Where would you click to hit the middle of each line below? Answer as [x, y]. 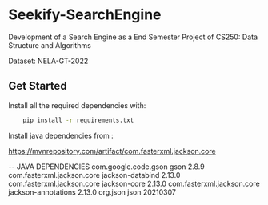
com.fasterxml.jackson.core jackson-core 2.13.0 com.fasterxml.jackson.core [134, 183]
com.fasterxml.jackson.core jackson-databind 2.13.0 [94, 175]
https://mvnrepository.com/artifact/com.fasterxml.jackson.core [112, 151]
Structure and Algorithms [50, 45]
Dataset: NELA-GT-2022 [48, 61]
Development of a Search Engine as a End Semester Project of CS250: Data [133, 37]
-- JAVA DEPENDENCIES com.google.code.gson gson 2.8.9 [107, 167]
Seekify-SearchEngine [85, 15]
